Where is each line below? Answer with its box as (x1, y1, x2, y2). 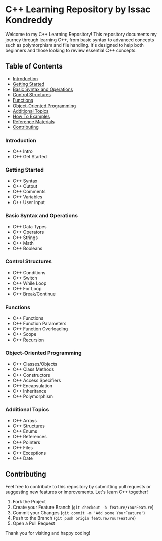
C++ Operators (12, 229, 44, 235)
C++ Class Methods (12, 366, 55, 373)
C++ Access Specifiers (12, 377, 61, 383)
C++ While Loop (12, 280, 47, 286)
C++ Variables (12, 194, 43, 200)
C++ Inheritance (12, 388, 47, 394)
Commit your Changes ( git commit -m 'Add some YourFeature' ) (12, 509, 145, 516)
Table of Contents (5, 62, 63, 71)
